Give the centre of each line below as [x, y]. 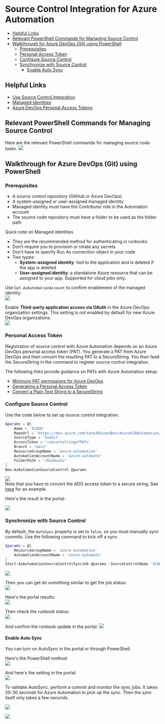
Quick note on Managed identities [39, 232]
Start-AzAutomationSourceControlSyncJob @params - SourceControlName [77, 564]
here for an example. [26, 489]
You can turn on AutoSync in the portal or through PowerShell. [68, 649]
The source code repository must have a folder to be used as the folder [84, 217]
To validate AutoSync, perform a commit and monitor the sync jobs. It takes [82, 687]
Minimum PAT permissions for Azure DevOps [58, 381]
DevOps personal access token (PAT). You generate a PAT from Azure [76, 351]
